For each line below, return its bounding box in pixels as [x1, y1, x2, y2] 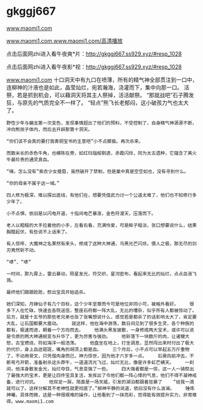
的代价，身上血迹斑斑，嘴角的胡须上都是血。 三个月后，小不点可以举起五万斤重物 [6, 346, 190, 353]
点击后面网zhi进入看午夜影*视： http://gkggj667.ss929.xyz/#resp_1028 [6, 63, 182, 70]
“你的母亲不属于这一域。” [6, 180, 60, 186]
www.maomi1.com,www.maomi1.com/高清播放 [6, 37, 123, 44]
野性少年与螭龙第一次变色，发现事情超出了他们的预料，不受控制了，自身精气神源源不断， [6, 120, 197, 126]
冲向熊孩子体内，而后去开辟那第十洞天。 [6, 126, 93, 133]
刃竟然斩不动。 [6, 247, 38, 253]
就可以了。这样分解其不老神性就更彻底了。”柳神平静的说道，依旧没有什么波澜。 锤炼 [6, 385, 195, 392]
